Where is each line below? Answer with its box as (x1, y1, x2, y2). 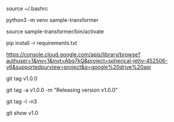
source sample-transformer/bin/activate (6, 28, 104, 35)
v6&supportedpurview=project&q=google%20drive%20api (6, 63, 151, 70)
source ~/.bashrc (6, 5, 49, 12)
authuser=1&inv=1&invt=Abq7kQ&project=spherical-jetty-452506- (6, 57, 168, 64)
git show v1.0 (6, 110, 39, 116)
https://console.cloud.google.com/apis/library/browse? (6, 51, 141, 58)
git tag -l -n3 (6, 98, 37, 105)
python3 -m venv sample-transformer (6, 17, 99, 23)
